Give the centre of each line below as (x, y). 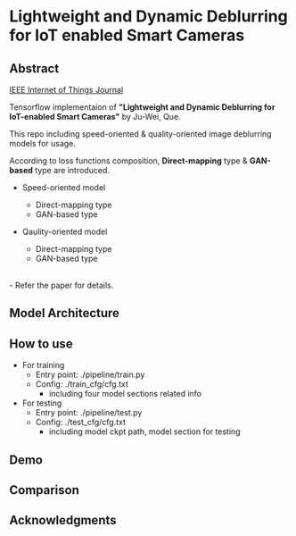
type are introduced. (72, 170)
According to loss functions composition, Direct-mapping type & (128, 161)
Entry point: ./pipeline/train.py (90, 375)
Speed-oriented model (64, 188)
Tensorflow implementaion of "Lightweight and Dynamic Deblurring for (142, 107)
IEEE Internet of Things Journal (66, 90)
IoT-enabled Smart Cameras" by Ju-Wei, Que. (95, 117)
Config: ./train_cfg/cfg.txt (82, 384)
